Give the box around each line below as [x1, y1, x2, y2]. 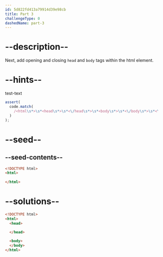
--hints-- [5, 75, 42, 85]
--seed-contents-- [5, 153, 63, 162]
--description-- [5, 42, 69, 52]
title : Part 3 [5, 12, 34, 16]
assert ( [5, 100, 21, 105]
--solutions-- [5, 196, 60, 207]
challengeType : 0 [5, 16, 40, 21]
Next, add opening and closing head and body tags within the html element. [5, 58, 154, 63]
